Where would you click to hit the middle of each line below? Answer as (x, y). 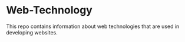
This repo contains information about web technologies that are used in (93, 26)
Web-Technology (49, 10)
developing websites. (32, 32)
